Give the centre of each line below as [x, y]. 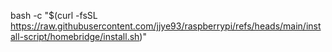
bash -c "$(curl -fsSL [54, 15]
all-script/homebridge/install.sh [75, 36]
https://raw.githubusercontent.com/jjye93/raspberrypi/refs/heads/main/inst [166, 26]
